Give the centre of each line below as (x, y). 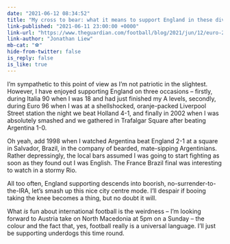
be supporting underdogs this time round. (66, 233)
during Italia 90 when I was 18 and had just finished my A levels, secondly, (112, 98)
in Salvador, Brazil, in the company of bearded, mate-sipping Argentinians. (112, 148)
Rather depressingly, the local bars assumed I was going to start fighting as (113, 156)
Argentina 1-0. (27, 127)
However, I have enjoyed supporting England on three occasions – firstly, (110, 91)
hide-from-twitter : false (44, 52)
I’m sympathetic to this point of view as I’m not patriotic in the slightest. (107, 84)
